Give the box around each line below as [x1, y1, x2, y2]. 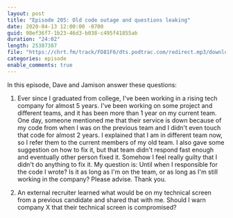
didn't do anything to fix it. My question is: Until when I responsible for [17, 160, 218, 168]
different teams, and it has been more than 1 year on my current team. [17, 109, 217, 117]
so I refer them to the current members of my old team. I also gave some [17, 138, 225, 146]
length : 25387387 [7, 42, 58, 49]
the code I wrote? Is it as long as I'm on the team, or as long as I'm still [17, 167, 218, 176]
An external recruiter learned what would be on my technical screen [17, 188, 212, 197]
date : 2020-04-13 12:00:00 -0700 [7, 23, 104, 30]
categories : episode [7, 55, 67, 62]
